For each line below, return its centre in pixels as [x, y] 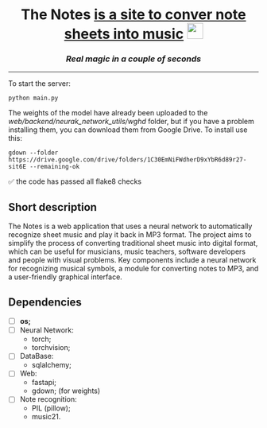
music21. [46, 417]
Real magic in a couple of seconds [133, 59]
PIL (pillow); [51, 408]
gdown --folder [33, 153]
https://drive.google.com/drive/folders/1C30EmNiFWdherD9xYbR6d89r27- [128, 160]
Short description [53, 207]
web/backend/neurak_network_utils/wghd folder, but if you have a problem [131, 122]
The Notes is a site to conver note [133, 15]
